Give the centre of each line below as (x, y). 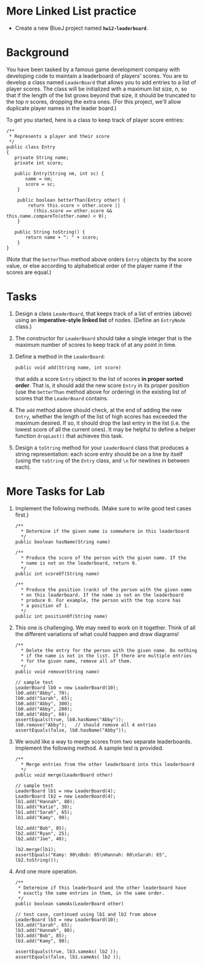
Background (38, 53)
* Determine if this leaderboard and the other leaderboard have (102, 888)
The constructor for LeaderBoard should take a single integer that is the (103, 338)
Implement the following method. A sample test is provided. (89, 748)
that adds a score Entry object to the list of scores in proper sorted (99, 379)
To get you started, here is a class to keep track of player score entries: (95, 120)
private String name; (42, 157)
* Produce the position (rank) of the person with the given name (106, 590)
